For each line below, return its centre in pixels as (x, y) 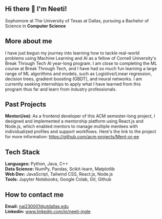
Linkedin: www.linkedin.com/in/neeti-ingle (48, 212)
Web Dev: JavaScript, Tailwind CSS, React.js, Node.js (59, 174)
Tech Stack (22, 152)
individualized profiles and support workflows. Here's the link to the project (81, 131)
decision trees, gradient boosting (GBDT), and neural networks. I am (74, 79)
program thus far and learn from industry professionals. (61, 89)
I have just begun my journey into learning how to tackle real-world (72, 53)
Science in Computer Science (35, 26)
